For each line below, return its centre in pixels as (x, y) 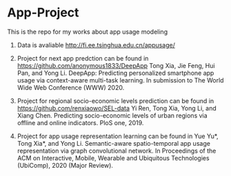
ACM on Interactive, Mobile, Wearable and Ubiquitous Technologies (113, 158)
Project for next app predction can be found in (83, 58)
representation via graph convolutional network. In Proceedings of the (117, 151)
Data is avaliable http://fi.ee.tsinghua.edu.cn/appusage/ (96, 45)
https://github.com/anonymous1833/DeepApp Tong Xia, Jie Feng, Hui (116, 65)
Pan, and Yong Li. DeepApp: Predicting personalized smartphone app (115, 73)
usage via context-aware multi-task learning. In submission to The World (120, 80)
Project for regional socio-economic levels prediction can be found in (115, 100)
